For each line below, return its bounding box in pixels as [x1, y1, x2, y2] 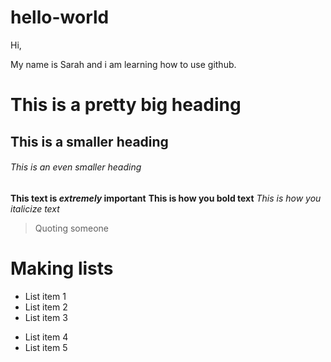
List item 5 [24, 341, 68, 353]
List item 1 [24, 290, 67, 302]
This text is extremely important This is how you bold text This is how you [10, 192, 322, 204]
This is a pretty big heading [10, 94, 242, 116]
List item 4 [24, 331, 69, 343]
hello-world [10, 6, 110, 29]
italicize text [10, 202, 60, 215]
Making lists [10, 257, 114, 280]
